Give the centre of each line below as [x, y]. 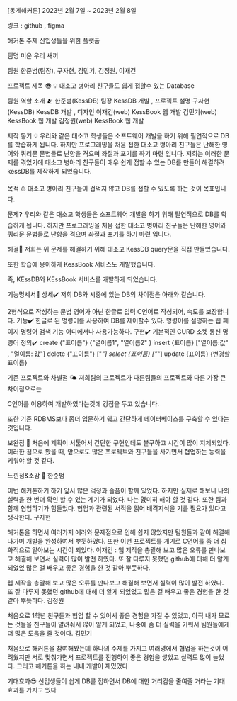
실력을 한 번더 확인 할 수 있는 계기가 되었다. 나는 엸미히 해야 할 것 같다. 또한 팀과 [117, 499]
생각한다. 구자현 [29, 517]
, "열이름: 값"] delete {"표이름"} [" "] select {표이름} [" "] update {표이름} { [110, 354]
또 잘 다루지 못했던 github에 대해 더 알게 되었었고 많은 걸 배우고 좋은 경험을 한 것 [118, 591]
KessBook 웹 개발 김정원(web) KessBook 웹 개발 [76, 120]
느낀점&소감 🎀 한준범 [36, 476]
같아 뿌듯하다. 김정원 [36, 600]
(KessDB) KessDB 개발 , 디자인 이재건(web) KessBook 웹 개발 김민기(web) [112, 112]
